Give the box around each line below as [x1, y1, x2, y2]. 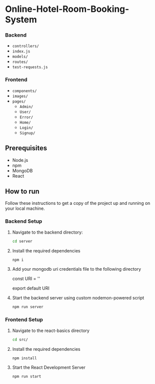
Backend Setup [5, 218, 43, 225]
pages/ [12, 99, 26, 104]
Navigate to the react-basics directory [12, 328, 90, 334]
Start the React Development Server [12, 365, 86, 371]
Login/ [19, 125, 33, 130]
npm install [12, 355, 37, 361]
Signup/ [19, 130, 35, 136]
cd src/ [12, 337, 28, 342]
